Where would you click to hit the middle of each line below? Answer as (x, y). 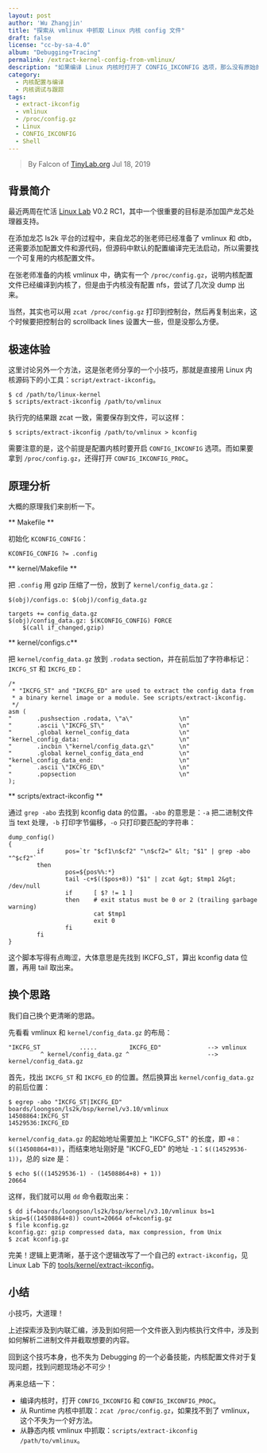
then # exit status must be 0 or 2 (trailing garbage (161, 900)
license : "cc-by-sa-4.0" (49, 45)
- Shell (28, 141)
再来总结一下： (33, 1383)
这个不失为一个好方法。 (58, 1420)
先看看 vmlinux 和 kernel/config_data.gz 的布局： (90, 1032)
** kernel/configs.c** (43, 642)
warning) (23, 907)
